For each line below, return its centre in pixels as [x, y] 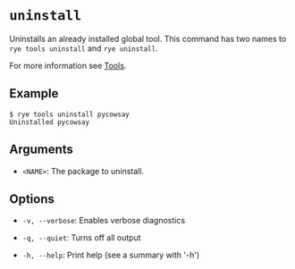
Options [32, 199]
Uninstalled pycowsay [50, 122]
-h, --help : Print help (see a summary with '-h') [111, 255]
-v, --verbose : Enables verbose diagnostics [104, 221]
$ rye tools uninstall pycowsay [69, 114]
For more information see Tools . [68, 65]
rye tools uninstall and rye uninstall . [84, 48]
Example [34, 93]
